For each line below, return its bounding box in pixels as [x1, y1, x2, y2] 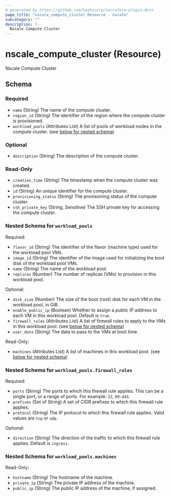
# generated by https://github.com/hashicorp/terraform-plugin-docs [5, 7, 154, 13]
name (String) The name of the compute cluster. [12, 107, 111, 113]
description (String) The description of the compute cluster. [12, 153, 139, 159]
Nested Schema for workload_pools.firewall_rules [5, 367, 133, 374]
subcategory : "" [5, 17, 40, 22]
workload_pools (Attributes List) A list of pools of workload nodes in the [12, 123, 162, 129]
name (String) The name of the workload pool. [12, 266, 107, 272]
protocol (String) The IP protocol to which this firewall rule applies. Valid [12, 409, 164, 415]
